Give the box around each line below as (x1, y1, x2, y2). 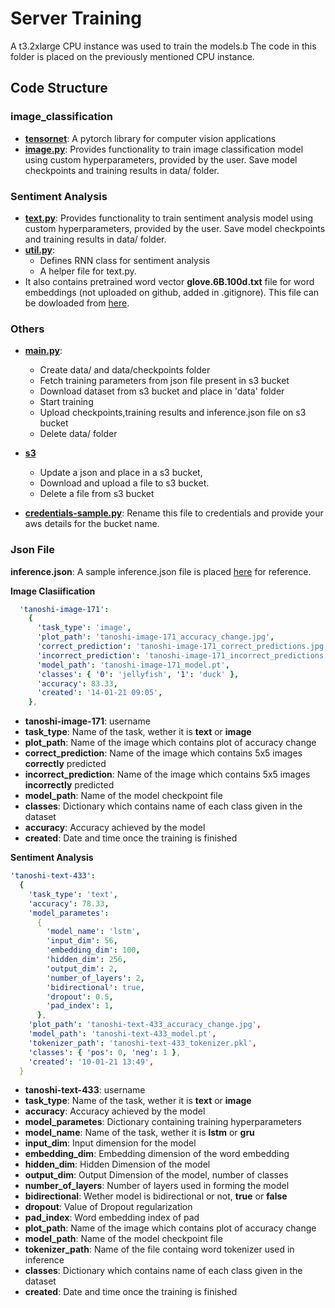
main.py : (24, 345, 63, 357)
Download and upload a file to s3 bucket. (39, 477, 210, 489)
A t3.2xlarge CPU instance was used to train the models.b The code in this (10, 40, 317, 52)
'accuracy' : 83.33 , (36, 678, 118, 689)
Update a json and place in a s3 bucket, (39, 467, 203, 479)
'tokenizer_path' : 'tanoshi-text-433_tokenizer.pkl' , (28, 1038, 257, 1048)
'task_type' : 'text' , (28, 889, 118, 899)
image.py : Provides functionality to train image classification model (24, 143, 304, 155)
